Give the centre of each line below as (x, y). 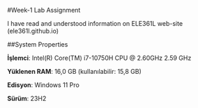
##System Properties (38, 44)
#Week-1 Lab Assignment (44, 10)
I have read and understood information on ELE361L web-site (95, 23)
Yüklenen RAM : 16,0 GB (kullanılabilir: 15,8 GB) (74, 71)
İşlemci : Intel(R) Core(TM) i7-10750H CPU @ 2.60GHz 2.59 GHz (99, 58)
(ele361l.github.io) (33, 31)
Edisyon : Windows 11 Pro (44, 85)
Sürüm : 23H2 (27, 98)
